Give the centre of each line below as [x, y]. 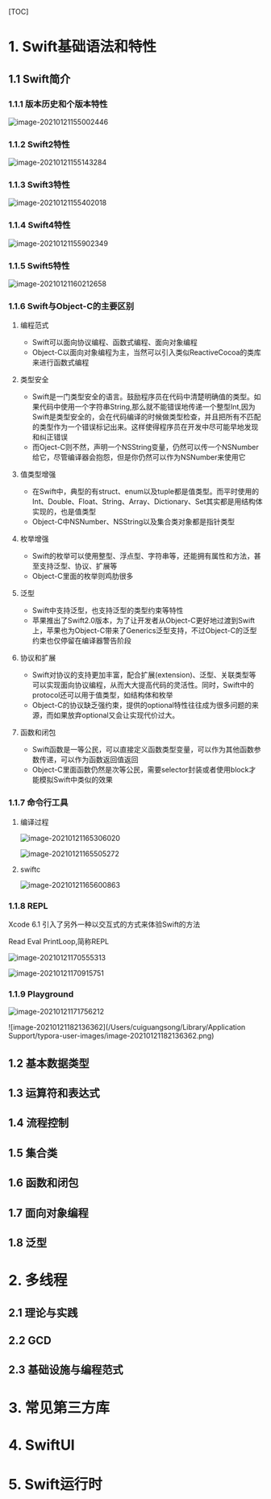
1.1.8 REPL [28, 906]
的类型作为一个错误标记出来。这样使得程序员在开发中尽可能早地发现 [145, 427]
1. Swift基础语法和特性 [83, 47]
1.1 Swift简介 [40, 79]
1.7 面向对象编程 [48, 1213]
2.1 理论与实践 [43, 1312]
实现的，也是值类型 [64, 512]
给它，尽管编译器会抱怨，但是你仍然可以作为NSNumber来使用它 [139, 457]
